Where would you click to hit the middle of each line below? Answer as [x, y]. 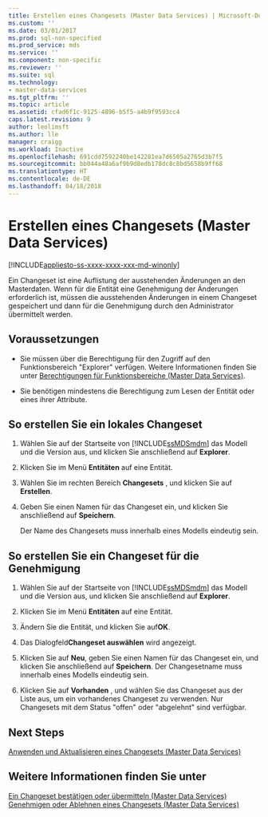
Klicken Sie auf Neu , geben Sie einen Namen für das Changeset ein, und [139, 658]
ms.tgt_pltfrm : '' [39, 97]
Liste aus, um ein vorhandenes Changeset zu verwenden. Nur [121, 699]
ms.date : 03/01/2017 [43, 30]
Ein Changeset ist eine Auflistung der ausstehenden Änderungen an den [127, 280]
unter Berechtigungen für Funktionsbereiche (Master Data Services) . [132, 375]
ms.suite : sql [32, 75]
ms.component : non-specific [55, 61]
